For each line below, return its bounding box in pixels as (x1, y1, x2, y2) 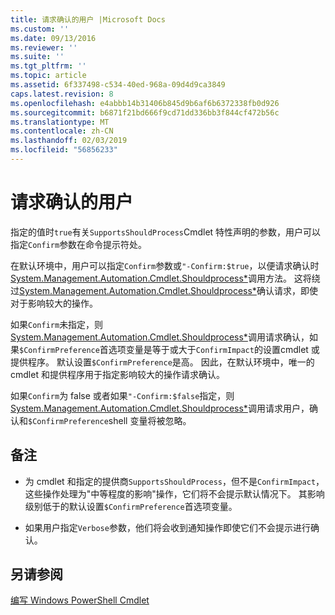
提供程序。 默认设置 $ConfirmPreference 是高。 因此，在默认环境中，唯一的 (10, 356, 315, 368)
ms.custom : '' (10, 24, 70, 34)
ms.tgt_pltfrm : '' (10, 61, 87, 71)
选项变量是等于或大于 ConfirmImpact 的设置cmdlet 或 (108, 343, 320, 355)
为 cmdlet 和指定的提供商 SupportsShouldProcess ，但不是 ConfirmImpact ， (24, 475, 325, 487)
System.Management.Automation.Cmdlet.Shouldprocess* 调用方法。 (10, 272, 292, 284)
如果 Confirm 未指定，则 (10, 318, 104, 330)
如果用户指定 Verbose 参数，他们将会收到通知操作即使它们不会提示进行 (24, 521, 311, 533)
